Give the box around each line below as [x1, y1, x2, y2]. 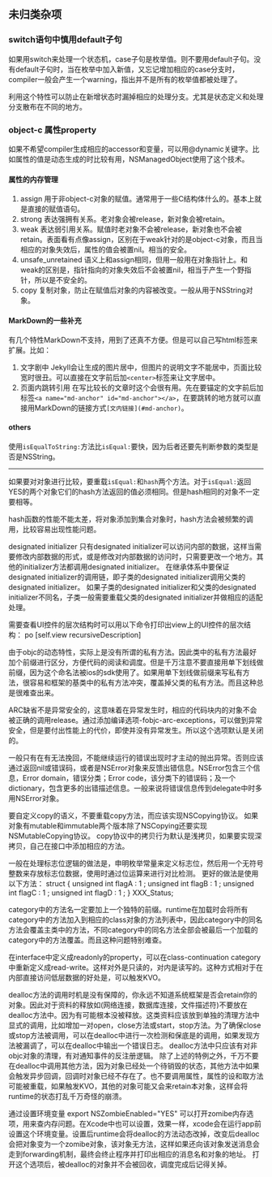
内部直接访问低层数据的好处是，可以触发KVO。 [8, 972, 166, 982]
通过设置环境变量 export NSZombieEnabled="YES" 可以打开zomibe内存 [8, 1108, 247, 1119]
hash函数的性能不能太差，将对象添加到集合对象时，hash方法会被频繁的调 [8, 514, 253, 524]
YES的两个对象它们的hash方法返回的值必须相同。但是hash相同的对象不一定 [8, 487, 261, 496]
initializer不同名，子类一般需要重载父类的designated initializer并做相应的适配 [8, 592, 263, 602]
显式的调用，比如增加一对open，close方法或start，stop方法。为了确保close [8, 1020, 261, 1030]
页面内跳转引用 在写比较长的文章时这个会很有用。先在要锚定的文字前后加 [19, 383, 264, 392]
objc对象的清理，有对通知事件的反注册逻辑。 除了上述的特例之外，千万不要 [8, 1050, 259, 1060]
